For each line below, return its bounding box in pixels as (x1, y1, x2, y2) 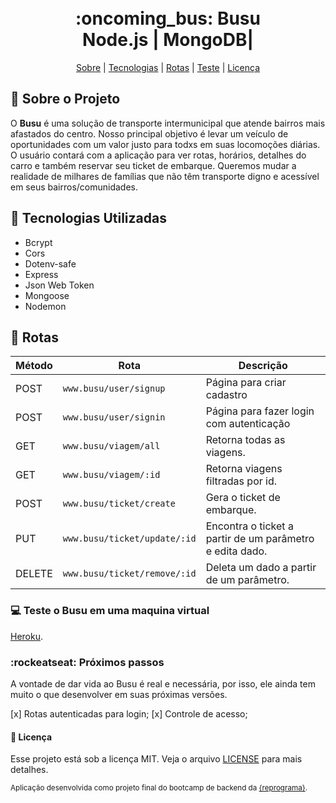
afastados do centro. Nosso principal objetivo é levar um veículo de (10, 127, 289, 140)
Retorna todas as (205, 433, 286, 447)
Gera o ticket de (205, 491, 281, 505)
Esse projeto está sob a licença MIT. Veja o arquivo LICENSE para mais (10, 753, 303, 765)
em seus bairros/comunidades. (10, 181, 139, 193)
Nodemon (24, 300, 67, 312)
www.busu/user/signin (62, 412, 166, 423)
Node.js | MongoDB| (82, 29, 254, 51)
